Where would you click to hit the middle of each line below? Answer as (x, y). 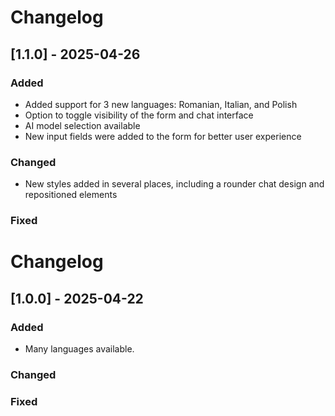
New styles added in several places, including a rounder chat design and (174, 184)
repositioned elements (71, 195)
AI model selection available (82, 125)
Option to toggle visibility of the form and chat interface (139, 115)
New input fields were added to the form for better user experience (163, 136)
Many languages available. (79, 348)
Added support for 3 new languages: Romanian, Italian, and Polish (161, 104)
